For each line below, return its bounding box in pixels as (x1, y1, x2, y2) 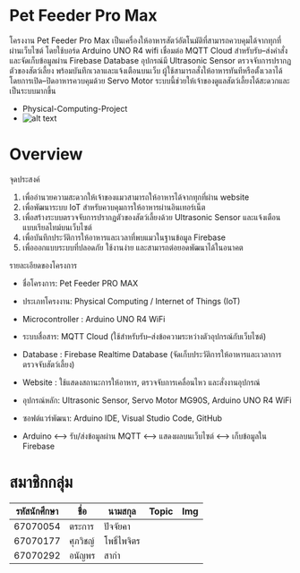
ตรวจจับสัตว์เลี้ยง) (21, 359, 75, 370)
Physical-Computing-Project (21, 103, 128, 114)
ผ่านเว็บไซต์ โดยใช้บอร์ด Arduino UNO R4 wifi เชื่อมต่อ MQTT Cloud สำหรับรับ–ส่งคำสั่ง (9, 45, 288, 56)
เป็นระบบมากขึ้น (9, 85, 56, 96)
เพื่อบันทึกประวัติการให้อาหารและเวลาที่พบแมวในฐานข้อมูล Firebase (21, 232, 227, 243)
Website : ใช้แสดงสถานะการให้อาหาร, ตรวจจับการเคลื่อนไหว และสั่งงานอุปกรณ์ (21, 377, 261, 388)
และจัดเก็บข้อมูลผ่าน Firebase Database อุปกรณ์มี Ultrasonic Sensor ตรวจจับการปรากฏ (9, 55, 292, 65)
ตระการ (69, 520, 94, 533)
